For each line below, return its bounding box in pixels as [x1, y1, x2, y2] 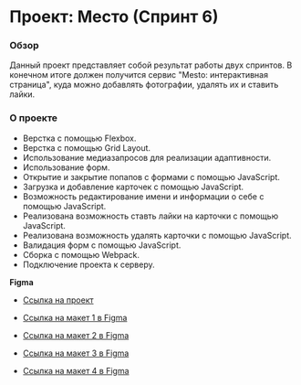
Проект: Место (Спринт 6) [9, 6, 219, 27]
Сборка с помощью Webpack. [22, 249, 140, 260]
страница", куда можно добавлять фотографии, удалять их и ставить [9, 80, 279, 91]
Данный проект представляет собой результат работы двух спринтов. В [9, 59, 293, 70]
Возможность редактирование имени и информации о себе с [22, 190, 265, 202]
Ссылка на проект [22, 294, 94, 305]
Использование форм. [22, 162, 110, 173]
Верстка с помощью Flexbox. [22, 133, 137, 144]
